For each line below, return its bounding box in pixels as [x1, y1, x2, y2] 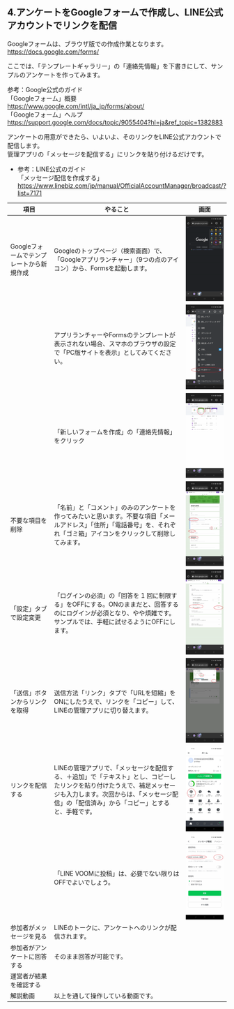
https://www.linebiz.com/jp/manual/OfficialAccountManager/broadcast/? [17, 181, 227, 190]
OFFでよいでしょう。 [54, 878, 115, 887]
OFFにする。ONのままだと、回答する [72, 600, 179, 609]
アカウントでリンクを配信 [7, 20, 117, 31]
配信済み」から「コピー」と [78, 798, 158, 807]
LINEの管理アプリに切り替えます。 [54, 706, 153, 714]
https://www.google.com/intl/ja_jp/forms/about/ [7, 102, 145, 110]
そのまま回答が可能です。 [54, 952, 127, 960]
